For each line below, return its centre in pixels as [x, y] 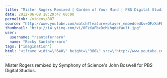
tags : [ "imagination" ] [29, 46]
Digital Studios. [21, 70]
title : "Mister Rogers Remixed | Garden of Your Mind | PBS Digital [78, 10]
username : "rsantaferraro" [38, 38]
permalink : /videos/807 [30, 19]
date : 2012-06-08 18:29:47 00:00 [40, 14]
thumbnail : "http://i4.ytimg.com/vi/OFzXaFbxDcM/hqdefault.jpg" [73, 28]
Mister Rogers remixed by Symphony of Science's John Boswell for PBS [79, 65]
